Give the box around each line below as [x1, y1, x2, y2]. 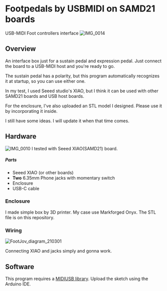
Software [5, 263, 34, 271]
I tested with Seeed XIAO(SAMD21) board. [31, 145, 118, 151]
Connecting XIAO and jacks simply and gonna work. [5, 248, 112, 254]
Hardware [5, 132, 36, 141]
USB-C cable [12, 185, 40, 191]
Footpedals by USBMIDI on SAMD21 [5, 3, 156, 14]
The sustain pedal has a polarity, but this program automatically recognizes [5, 73, 160, 79]
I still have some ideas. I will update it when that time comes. [5, 118, 130, 124]
